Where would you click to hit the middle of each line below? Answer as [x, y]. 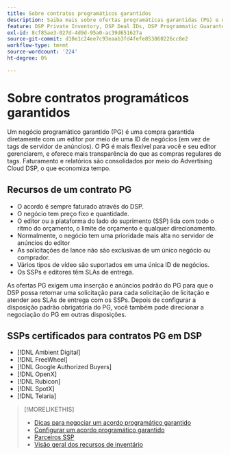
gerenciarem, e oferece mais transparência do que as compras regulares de [114, 153]
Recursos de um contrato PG [69, 190]
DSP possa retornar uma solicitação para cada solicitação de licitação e [108, 292]
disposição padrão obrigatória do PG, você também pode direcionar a [105, 307]
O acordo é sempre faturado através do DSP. [80, 206]
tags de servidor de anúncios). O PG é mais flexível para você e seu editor [112, 146]
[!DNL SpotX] [36, 389]
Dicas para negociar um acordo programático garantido [113, 423]
